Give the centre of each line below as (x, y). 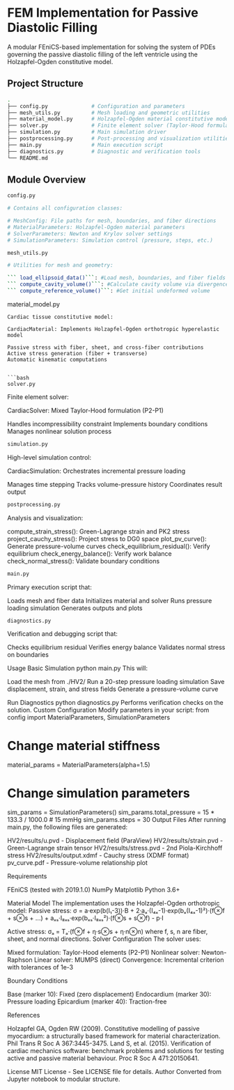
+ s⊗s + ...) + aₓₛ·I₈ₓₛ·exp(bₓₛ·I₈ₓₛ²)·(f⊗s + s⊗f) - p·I (85, 918)
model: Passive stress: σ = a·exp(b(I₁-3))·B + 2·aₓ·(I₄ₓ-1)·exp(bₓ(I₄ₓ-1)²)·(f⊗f (116, 911)
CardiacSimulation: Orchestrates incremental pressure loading (96, 471)
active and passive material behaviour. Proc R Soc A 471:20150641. (103, 1058)
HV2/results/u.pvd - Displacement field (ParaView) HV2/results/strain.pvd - (115, 841)
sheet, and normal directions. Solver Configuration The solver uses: (104, 939)
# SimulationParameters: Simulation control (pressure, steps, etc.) (110, 240)
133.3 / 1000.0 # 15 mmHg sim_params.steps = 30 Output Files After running (117, 820)
